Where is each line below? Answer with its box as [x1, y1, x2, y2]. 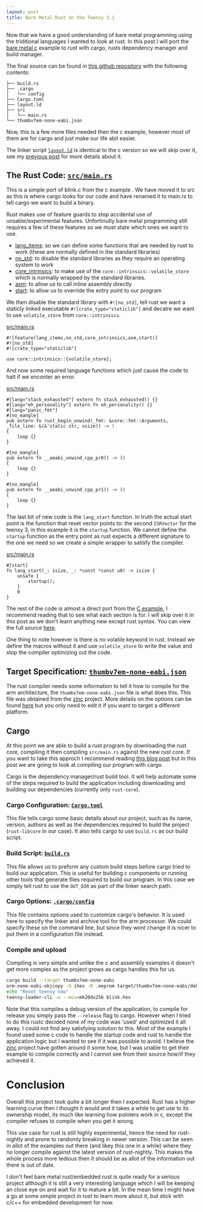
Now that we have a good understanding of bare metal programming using [6, 31, 192, 38]
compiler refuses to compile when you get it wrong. [6, 1117, 135, 1124]
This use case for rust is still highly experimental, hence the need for [6, 1129, 177, 1136]
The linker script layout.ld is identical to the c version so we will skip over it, [6, 146, 198, 153]
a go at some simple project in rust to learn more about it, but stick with [6, 1192, 184, 1199]
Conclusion [6, 1078, 65, 1091]
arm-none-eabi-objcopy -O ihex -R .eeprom [6, 983, 115, 989]
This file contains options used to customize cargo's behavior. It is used [6, 911, 185, 918]
